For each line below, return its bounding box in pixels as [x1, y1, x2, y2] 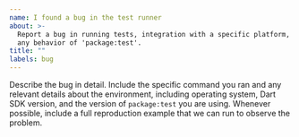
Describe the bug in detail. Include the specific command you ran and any [9, 80, 282, 90]
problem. [9, 117, 43, 128]
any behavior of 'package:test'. [17, 38, 142, 47]
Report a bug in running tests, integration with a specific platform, [17, 30, 291, 39]
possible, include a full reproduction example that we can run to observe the [9, 108, 291, 118]
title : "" [9, 47, 47, 56]
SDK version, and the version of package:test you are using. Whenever [9, 98, 271, 108]
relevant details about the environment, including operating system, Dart [9, 89, 276, 99]
